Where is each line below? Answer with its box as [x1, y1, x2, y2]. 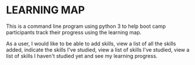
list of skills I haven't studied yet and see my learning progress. [6, 52, 158, 59]
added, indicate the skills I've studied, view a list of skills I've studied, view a [6, 46, 190, 53]
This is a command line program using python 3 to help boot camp [6, 23, 166, 30]
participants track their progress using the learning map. [6, 28, 142, 35]
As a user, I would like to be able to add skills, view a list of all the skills [6, 40, 176, 47]
